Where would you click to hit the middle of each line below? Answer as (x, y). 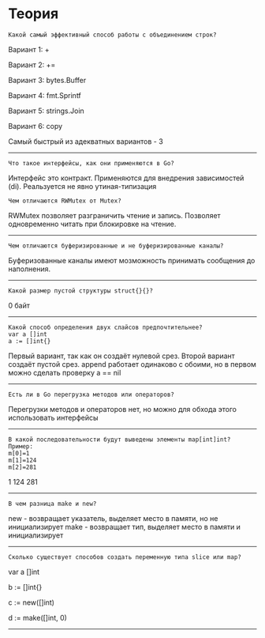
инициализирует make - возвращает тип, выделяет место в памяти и (124, 527)
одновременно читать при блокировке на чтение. (92, 224)
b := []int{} (25, 587)
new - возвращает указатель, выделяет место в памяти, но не (113, 518)
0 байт (19, 305)
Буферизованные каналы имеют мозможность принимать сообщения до (132, 260)
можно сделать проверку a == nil (65, 372)
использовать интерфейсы (53, 417)
